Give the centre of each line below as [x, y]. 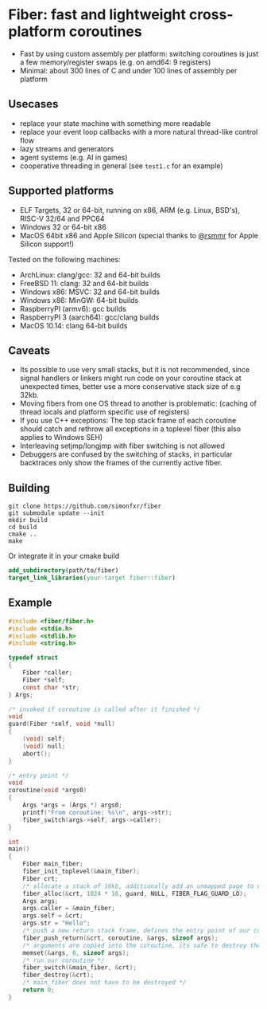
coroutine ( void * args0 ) [48, 791]
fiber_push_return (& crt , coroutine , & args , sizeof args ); [120, 938]
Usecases [33, 104]
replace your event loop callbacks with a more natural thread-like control [139, 132]
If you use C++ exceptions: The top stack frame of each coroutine [128, 421]
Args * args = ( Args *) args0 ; [73, 805]
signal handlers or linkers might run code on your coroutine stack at [130, 378]
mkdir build [28, 520]
